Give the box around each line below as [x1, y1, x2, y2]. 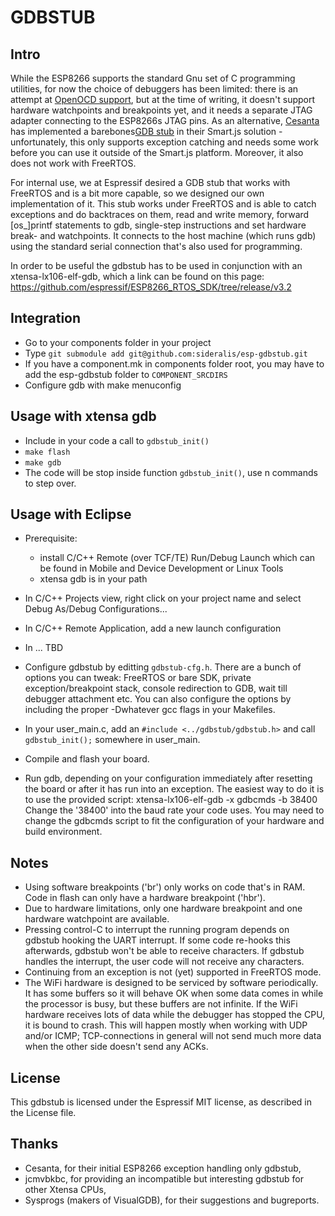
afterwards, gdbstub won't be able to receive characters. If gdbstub [24, 945, 305, 957]
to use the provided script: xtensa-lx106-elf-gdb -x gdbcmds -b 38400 [24, 794, 318, 806]
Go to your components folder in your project [24, 336, 212, 348]
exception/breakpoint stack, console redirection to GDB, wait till [24, 682, 288, 695]
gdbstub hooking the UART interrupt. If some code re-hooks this [24, 934, 291, 946]
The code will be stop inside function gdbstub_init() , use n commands [24, 466, 318, 478]
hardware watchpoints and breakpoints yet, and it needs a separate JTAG [10, 104, 313, 116]
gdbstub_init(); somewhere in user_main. [24, 734, 201, 746]
